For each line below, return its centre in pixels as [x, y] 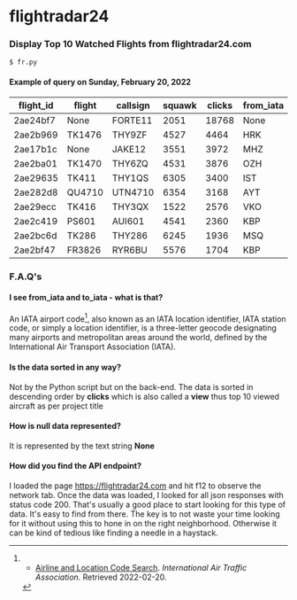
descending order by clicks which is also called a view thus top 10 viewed [145, 396]
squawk [180, 105]
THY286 [130, 235]
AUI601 [128, 221]
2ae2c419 [36, 221]
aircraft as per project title [56, 406]
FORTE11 [132, 120]
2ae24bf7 [34, 120]
